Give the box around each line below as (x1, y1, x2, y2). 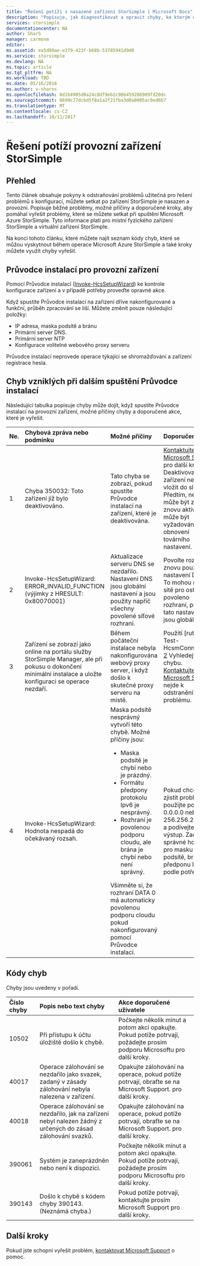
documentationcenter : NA (6, 25, 68, 32)
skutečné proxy (110, 681, 154, 689)
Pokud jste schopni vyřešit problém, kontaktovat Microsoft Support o (6, 1246, 175, 1254)
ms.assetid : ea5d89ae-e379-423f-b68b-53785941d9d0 (6, 48, 135, 54)
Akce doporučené (118, 998, 171, 1006)
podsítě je (120, 756, 148, 764)
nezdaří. (24, 684, 48, 693)
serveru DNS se (110, 559, 155, 568)
